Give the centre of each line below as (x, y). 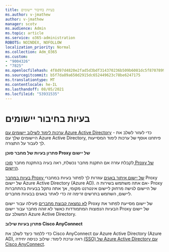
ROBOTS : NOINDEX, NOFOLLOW (33, 43)
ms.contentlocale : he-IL (31, 84)
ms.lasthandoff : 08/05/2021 (35, 89)
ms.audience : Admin (26, 29)
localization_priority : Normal (38, 47)
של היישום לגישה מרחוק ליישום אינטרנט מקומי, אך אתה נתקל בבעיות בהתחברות (81, 188)
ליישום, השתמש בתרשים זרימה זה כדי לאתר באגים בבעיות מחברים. (69, 194)
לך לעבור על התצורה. (25, 143)
